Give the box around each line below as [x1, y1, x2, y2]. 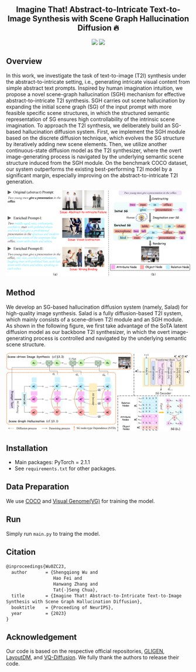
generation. [6, 178, 34, 185]
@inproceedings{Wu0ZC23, [6, 563, 67, 569]
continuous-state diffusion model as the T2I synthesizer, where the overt [6, 147, 182, 154]
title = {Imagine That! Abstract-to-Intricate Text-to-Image [11, 593, 182, 599]
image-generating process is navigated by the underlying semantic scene [6, 153, 184, 160]
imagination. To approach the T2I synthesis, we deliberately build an [6, 121, 171, 129]
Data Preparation [6, 482, 69, 492]
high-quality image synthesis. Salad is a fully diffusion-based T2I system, [6, 309, 183, 316]
